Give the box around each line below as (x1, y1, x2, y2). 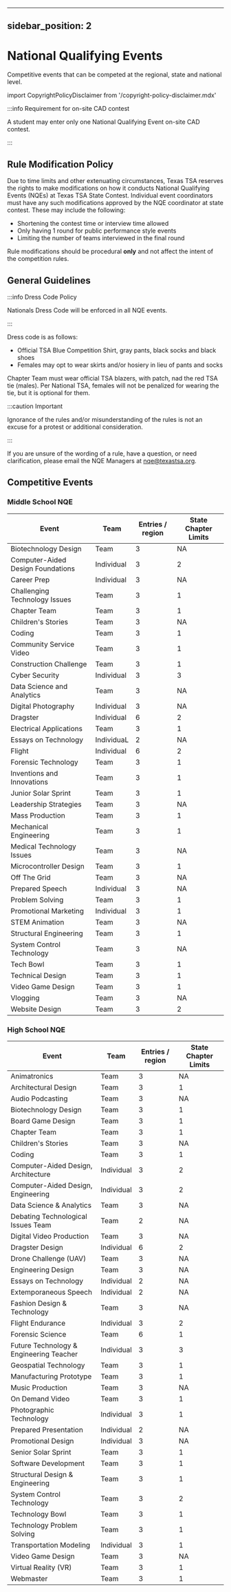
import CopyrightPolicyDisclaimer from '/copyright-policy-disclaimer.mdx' (7, 91, 217, 100)
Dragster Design (10, 1242, 63, 1252)
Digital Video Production (10, 1231, 89, 1241)
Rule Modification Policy (7, 158, 114, 170)
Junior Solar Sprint (10, 788, 71, 798)
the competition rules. (7, 255, 69, 263)
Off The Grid (10, 872, 51, 882)
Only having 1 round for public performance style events (16, 226, 177, 235)
